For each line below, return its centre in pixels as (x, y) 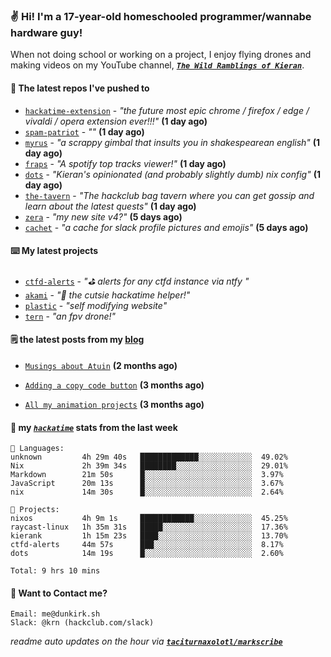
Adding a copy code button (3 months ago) (114, 385)
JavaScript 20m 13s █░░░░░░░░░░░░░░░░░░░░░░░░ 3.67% (147, 484)
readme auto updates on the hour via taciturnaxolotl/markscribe (146, 641)
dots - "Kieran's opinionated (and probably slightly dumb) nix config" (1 (172, 174)
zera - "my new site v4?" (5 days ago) (103, 216)
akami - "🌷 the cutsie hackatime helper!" (107, 295)
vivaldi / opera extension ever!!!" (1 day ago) (116, 121)
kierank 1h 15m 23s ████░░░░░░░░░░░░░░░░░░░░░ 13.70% (149, 536)
